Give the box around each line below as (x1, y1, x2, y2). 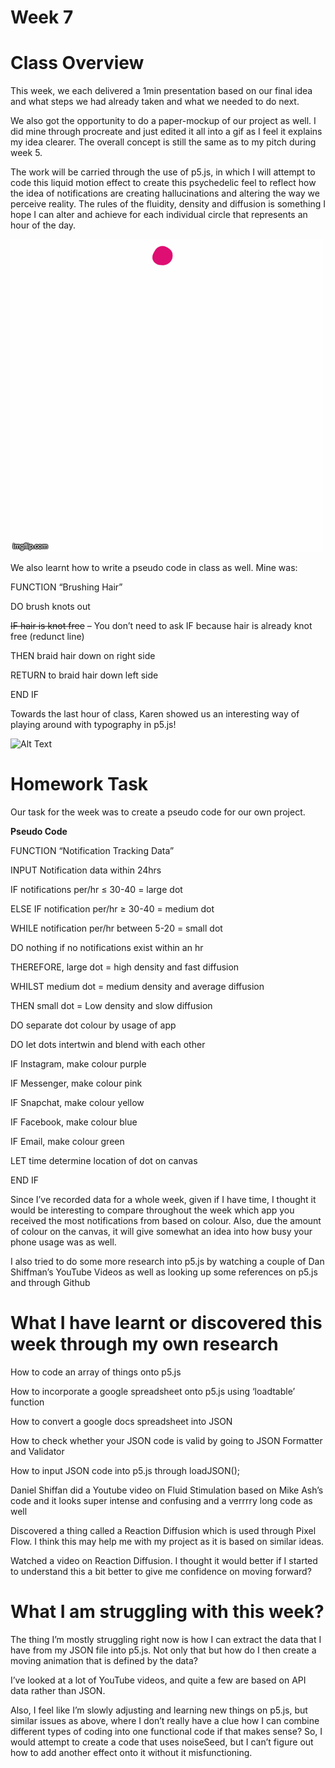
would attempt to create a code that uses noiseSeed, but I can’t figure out (10, 1736, 314, 1748)
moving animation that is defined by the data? (10, 1654, 199, 1666)
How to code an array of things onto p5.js (10, 1366, 182, 1378)
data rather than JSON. (10, 1684, 106, 1696)
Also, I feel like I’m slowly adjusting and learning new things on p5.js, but (10, 1704, 308, 1716)
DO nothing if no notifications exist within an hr (10, 942, 204, 954)
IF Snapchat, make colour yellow (10, 1097, 145, 1109)
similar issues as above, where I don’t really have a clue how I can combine (10, 1714, 320, 1726)
